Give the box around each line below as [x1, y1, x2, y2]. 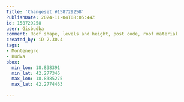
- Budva [6, 53, 26, 59]
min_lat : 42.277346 [11, 70, 61, 76]
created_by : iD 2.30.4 [6, 37, 63, 43]
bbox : [6, 59, 20, 65]
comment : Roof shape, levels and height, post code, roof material [6, 31, 179, 37]
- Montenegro [6, 48, 39, 54]
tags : [6, 43, 20, 49]
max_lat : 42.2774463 [11, 82, 63, 88]
